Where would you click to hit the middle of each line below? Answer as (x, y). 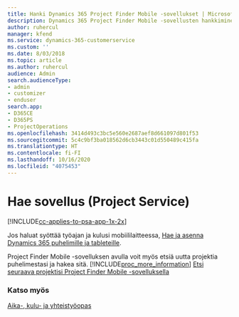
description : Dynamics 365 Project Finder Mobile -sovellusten (103, 21)
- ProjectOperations (38, 126)
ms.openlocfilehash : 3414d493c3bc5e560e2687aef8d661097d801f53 (103, 133)
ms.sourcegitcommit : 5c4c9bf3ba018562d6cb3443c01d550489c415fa (103, 140)
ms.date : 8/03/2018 (36, 54)
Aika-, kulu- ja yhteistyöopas (49, 305)
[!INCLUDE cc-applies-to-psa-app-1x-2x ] (67, 221)
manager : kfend (30, 34)
